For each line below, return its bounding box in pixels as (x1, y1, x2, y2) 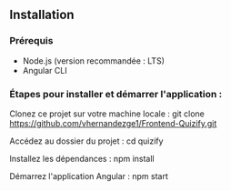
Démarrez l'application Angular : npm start (9, 170, 168, 181)
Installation (9, 7, 75, 23)
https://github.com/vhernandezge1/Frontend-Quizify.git (9, 117, 217, 128)
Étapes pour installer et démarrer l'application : (9, 87, 223, 100)
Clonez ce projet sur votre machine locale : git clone (9, 108, 205, 119)
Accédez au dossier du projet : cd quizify (9, 136, 164, 146)
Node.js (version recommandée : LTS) (22, 55, 166, 66)
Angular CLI (22, 65, 67, 75)
